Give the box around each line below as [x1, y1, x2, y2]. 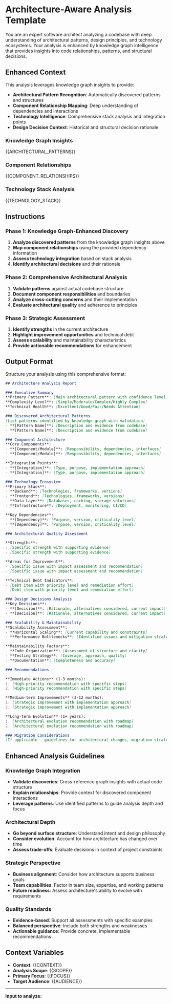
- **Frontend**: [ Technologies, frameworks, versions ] [5, 494, 125, 499]
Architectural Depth [5, 818, 56, 825]
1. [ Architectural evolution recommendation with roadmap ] [5, 718, 134, 724]
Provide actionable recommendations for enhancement [12, 342, 132, 349]
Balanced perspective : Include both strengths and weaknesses [12, 923, 147, 929]
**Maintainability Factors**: [5, 644, 70, 649]
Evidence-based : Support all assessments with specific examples [12, 917, 153, 923]
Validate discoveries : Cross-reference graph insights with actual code [12, 779, 162, 785]
